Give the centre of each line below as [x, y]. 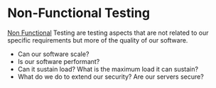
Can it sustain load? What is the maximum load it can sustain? [108, 69]
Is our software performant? [59, 61]
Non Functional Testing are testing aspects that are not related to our [108, 33]
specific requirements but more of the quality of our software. [98, 40]
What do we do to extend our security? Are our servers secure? [110, 77]
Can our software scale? [53, 54]
